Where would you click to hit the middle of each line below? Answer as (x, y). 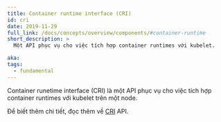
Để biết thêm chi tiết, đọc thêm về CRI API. (68, 111)
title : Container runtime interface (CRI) (69, 13)
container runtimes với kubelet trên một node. (72, 98)
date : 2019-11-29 (32, 26)
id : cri (18, 20)
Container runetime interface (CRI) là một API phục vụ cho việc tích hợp (109, 90)
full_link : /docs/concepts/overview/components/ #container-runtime (107, 33)
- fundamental (34, 71)
